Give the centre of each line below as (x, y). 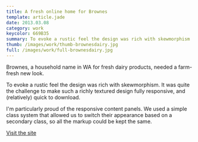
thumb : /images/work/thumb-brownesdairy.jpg (62, 45)
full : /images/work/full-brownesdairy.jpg (59, 50)
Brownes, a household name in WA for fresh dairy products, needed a (92, 67)
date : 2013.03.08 (28, 22)
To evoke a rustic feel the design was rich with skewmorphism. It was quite (98, 85)
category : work (25, 28)
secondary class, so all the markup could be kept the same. (79, 121)
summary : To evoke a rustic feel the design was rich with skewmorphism (98, 39)
